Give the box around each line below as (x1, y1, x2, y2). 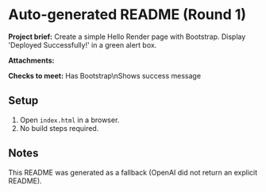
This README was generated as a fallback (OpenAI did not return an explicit (8, 167, 258, 177)
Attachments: (8, 56, 55, 65)
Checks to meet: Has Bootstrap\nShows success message (8, 71, 201, 80)
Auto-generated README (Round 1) (8, 6, 247, 24)
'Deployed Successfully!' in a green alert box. (8, 40, 157, 49)
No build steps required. (19, 123, 99, 132)
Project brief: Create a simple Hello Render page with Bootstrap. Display (8, 32, 246, 41)
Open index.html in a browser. (19, 115, 120, 125)
